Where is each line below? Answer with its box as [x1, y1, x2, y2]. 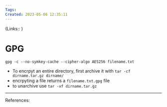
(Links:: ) [5, 25, 23, 31]
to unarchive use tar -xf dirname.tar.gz [12, 83, 97, 89]
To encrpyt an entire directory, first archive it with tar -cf [12, 68, 131, 74]
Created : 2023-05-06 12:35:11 [5, 12, 68, 17]
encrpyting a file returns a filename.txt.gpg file [12, 78, 110, 84]
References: [5, 98, 30, 104]
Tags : [5, 7, 16, 12]
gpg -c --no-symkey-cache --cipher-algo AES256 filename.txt [5, 59, 135, 65]
